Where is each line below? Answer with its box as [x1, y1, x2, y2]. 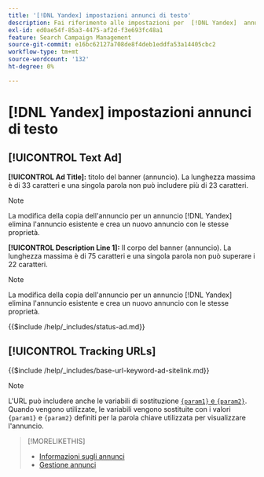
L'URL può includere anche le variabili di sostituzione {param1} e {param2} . [8, 396, 247, 405]
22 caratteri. [8, 259, 49, 269]
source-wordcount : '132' [8, 56, 90, 64]
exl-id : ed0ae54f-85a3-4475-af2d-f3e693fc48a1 [8, 26, 163, 34]
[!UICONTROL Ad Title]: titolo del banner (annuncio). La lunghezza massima [8, 172, 255, 182]
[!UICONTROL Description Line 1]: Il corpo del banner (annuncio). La [8, 243, 232, 252]
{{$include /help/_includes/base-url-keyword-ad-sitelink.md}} [8, 365, 210, 375]
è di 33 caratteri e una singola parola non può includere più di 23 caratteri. [8, 180, 249, 189]
